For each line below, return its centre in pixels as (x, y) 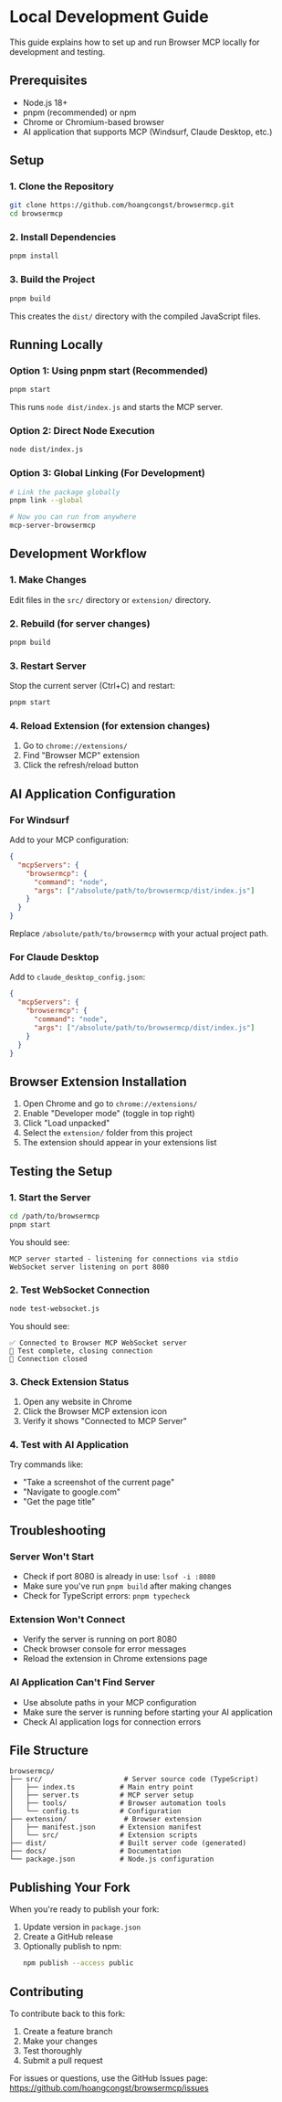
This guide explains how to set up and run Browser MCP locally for (135, 42)
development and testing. (57, 51)
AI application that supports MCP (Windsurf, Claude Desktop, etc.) (147, 132)
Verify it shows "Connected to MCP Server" (104, 1421)
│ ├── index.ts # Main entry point (102, 1788)
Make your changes (60, 2041)
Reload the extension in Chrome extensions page (115, 1659)
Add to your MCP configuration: (69, 840)
